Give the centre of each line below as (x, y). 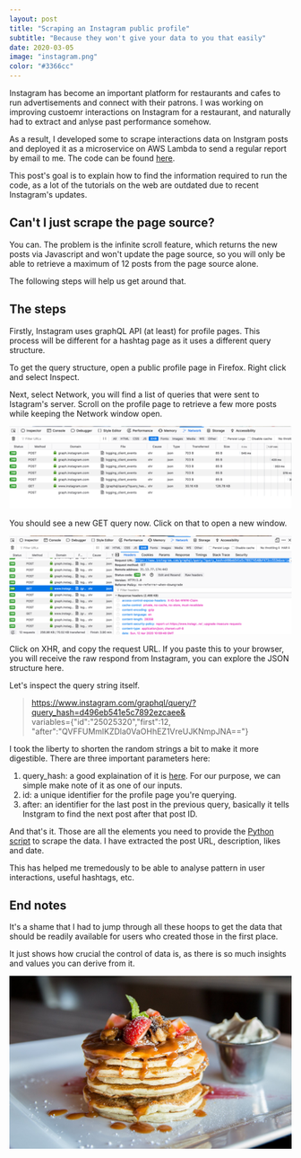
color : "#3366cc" (42, 66)
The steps (38, 309)
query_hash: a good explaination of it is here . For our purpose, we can (151, 775)
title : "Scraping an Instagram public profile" (100, 28)
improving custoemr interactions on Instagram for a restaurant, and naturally (150, 112)
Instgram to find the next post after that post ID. (110, 814)
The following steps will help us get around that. (98, 281)
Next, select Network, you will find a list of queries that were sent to (134, 394)
